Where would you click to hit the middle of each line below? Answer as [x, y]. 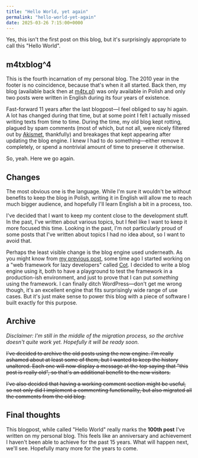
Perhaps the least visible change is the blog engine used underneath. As [94, 252]
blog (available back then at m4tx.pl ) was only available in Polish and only [96, 91]
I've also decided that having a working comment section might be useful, [96, 384]
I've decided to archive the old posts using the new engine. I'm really [90, 353]
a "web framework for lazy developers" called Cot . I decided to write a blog [98, 265]
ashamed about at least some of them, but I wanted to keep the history [92, 360]
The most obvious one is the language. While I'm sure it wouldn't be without [98, 191]
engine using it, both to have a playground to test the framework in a [89, 271]
